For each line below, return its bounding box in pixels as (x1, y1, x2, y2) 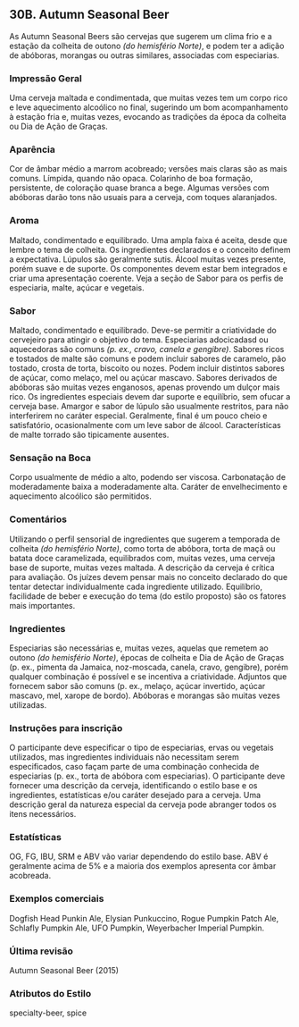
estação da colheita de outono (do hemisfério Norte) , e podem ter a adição (9, 40, 285, 51)
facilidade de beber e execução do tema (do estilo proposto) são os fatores (9, 590, 287, 602)
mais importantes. (9, 600, 76, 610)
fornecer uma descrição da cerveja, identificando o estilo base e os (9, 780, 258, 791)
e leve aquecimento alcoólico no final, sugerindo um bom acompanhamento (9, 102, 288, 113)
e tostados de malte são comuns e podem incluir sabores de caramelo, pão (9, 353, 287, 364)
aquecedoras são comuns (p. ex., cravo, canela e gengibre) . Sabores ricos (9, 344, 285, 354)
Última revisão (9, 945, 74, 957)
